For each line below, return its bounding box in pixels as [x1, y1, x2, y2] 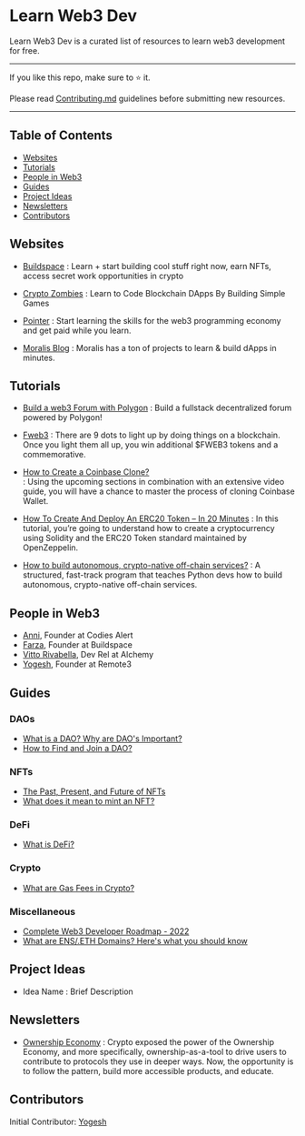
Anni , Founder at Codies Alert [22, 629, 133, 641]
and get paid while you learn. [22, 325, 132, 336]
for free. [9, 45, 40, 55]
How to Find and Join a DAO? [22, 742, 133, 753]
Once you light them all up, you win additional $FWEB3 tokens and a [22, 439, 279, 450]
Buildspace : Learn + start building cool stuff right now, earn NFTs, [22, 260, 272, 271]
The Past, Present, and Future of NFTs [22, 786, 166, 797]
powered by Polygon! [22, 412, 103, 423]
